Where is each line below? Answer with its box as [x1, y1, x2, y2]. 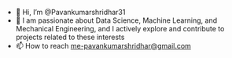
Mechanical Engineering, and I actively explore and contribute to [15, 24, 225, 33]
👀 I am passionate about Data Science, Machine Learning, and [15, 16, 218, 25]
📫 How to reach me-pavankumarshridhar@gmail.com [15, 42, 191, 50]
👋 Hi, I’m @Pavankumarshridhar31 [15, 8, 126, 16]
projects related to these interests [15, 32, 125, 42]
